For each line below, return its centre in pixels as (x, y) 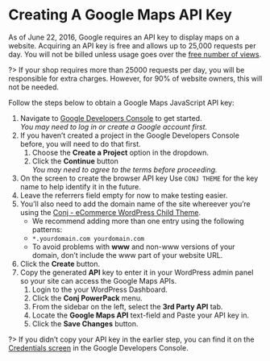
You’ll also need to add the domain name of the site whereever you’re (135, 204)
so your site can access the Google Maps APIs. (98, 280)
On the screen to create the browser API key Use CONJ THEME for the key (139, 178)
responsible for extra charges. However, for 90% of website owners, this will (135, 78)
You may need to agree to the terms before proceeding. (125, 169)
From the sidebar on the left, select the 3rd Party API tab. (127, 306)
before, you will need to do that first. (80, 143)
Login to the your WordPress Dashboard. (100, 289)
